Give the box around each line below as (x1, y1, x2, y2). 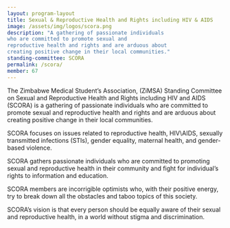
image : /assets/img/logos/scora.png (7, 23, 112, 30)
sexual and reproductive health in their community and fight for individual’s (7, 164, 219, 172)
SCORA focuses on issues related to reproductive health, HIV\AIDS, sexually (7, 128, 223, 137)
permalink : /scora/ (7, 61, 63, 68)
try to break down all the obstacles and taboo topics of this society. (7, 192, 198, 200)
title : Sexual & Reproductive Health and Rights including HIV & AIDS (7, 16, 214, 23)
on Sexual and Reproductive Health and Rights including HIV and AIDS (7, 93, 206, 102)
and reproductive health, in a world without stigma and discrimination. (7, 212, 205, 220)
